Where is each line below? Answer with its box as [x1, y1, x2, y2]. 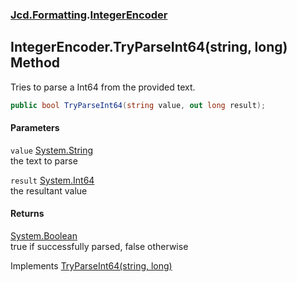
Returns [10, 208, 45, 220]
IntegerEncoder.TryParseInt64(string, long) [10, 39, 288, 56]
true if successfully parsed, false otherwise [10, 241, 189, 253]
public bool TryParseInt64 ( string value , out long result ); [10, 100, 267, 110]
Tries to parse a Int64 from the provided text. [10, 81, 196, 93]
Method [10, 54, 61, 72]
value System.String [10, 144, 94, 156]
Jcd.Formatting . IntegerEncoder [10, 8, 168, 22]
